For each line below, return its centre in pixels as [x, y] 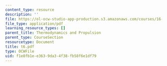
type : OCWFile [20, 51]
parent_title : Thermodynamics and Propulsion [53, 33]
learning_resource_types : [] [35, 28]
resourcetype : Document [30, 42]
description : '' [22, 14]
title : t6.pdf [20, 47]
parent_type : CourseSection [34, 38]
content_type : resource [30, 10]
